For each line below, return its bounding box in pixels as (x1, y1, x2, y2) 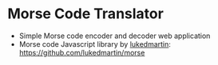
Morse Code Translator (7, 5, 164, 23)
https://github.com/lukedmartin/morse (18, 48, 145, 57)
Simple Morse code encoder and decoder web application (18, 31, 211, 40)
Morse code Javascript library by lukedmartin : (18, 39, 171, 48)
